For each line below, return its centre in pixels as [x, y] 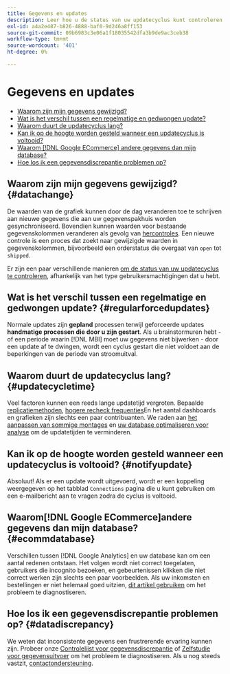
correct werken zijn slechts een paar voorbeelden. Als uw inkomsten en [108, 577]
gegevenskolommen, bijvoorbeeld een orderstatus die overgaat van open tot [114, 248]
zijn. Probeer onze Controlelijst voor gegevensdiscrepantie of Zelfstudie [109, 649]
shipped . [19, 255]
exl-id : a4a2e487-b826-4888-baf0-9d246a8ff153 [75, 26]
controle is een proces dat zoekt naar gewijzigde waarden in [93, 240]
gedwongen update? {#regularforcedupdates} [109, 308]
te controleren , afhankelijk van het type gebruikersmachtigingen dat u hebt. [114, 275]
